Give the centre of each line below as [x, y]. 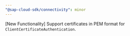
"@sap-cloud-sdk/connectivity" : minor [45, 10]
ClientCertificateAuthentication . [40, 29]
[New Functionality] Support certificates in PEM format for [65, 24]
